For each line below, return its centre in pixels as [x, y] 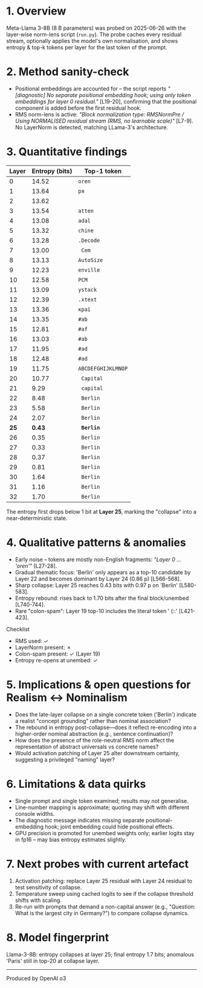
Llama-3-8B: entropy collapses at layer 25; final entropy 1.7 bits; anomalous [100, 954]
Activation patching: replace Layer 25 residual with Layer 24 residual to [103, 881]
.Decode [89, 240]
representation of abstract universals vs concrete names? [87, 747]
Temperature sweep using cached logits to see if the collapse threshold [104, 893]
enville [89, 270]
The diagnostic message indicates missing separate [80, 820]
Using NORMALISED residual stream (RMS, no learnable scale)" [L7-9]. [104, 121]
